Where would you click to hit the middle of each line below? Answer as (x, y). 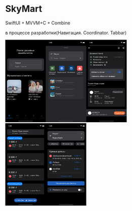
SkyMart (24, 9)
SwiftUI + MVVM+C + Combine (38, 23)
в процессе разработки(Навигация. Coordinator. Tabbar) (66, 32)
